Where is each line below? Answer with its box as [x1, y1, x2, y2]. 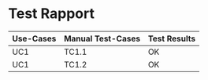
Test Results [147, 33, 195, 44]
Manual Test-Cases [64, 33, 140, 44]
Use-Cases [12, 33, 57, 44]
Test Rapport [8, 5, 95, 23]
